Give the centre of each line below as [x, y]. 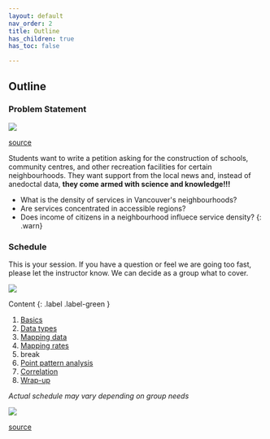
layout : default [36, 16]
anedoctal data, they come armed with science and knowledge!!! [120, 184]
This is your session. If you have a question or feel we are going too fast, [130, 264]
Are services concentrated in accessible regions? [103, 208]
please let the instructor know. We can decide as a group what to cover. [128, 273]
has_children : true [41, 39]
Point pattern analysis [57, 363]
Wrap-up [35, 380]
